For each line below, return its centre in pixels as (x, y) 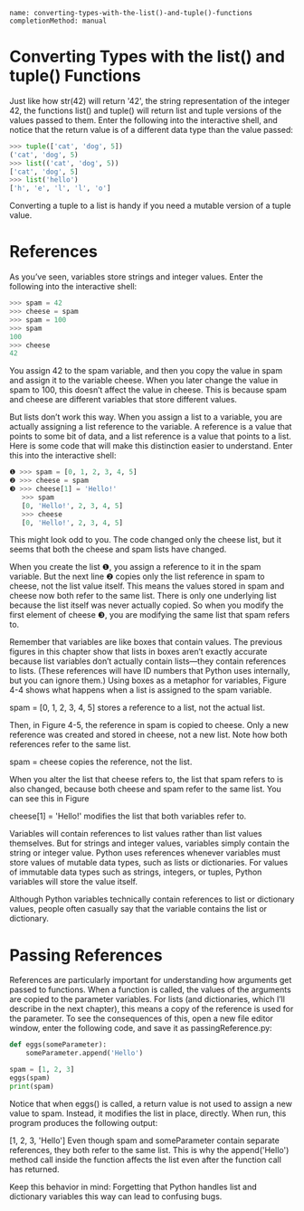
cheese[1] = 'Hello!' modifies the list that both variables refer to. (128, 816)
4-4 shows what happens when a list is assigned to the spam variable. (141, 690)
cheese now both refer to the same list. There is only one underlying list (143, 596)
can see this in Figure (49, 799)
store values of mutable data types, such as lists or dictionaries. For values (149, 863)
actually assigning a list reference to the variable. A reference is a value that (151, 427)
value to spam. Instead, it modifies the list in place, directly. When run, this (148, 1113)
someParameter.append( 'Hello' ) (85, 1054)
